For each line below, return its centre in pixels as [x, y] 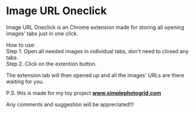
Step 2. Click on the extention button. [51, 64]
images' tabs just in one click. [42, 33]
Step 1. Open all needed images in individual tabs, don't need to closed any [97, 51]
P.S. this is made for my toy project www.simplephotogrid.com [84, 93]
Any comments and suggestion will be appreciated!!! [70, 104]
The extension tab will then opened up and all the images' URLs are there [95, 75]
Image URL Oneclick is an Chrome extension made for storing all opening [95, 27]
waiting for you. [25, 82]
